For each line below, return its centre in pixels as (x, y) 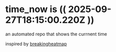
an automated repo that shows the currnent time (56, 34)
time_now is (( (36, 9)
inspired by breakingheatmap (36, 43)
